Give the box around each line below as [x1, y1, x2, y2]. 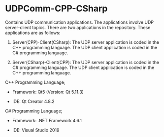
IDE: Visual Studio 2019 [12, 127, 60, 133]
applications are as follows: [5, 30, 61, 35]
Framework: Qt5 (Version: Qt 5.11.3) [12, 89, 84, 95]
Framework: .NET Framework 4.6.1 [12, 117, 82, 123]
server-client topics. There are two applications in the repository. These [5, 24, 151, 30]
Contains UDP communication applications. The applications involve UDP [5, 19, 154, 25]
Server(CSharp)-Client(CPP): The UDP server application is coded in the [12, 59, 159, 65]
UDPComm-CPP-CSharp [5, 3, 108, 14]
